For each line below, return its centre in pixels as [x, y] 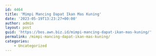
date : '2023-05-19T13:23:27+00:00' [41, 19]
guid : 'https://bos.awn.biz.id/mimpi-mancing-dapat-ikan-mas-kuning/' [78, 32]
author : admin [20, 23]
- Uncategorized [31, 46]
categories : [17, 41]
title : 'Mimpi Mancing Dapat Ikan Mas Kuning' [53, 14]
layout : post [18, 28]
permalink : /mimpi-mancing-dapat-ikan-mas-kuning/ [58, 37]
